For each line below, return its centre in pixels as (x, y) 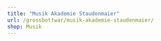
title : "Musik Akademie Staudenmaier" (63, 14)
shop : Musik (24, 26)
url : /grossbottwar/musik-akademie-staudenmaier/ (81, 20)
